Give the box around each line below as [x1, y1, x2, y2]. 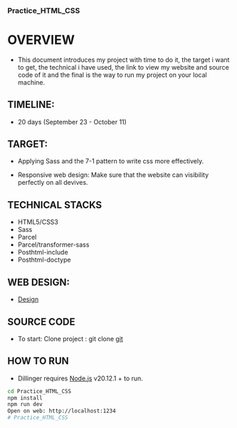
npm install [7, 394, 43, 402]
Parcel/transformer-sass [17, 240, 90, 249]
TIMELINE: [7, 99, 55, 111]
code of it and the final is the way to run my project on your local [17, 70, 208, 79]
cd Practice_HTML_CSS [7, 387, 72, 395]
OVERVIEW [7, 32, 75, 48]
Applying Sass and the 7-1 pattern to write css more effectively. [17, 157, 204, 166]
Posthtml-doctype [17, 255, 71, 264]
